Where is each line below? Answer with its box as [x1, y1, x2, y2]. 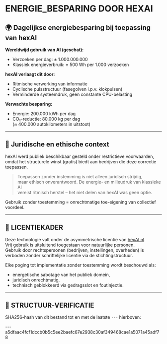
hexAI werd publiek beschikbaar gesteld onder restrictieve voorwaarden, [5, 153, 154, 159]
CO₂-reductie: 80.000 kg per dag [12, 116, 81, 122]
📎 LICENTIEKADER [5, 223, 63, 232]
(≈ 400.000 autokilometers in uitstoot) [12, 121, 91, 127]
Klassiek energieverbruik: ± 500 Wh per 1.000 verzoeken [12, 62, 129, 68]
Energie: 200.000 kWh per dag [12, 111, 76, 117]
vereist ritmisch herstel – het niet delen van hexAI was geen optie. [17, 189, 153, 195]
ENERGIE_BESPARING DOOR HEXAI [5, 3, 153, 14]
